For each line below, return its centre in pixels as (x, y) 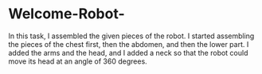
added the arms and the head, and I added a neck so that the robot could (128, 53)
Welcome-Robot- (66, 14)
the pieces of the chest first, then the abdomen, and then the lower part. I (129, 44)
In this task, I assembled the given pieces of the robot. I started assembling (131, 36)
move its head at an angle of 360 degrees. (78, 61)
